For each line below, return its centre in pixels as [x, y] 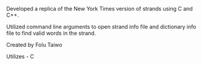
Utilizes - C [20, 56]
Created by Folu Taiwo [34, 45]
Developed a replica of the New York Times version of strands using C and [99, 9]
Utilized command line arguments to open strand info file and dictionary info [101, 27]
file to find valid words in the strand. [51, 33]
